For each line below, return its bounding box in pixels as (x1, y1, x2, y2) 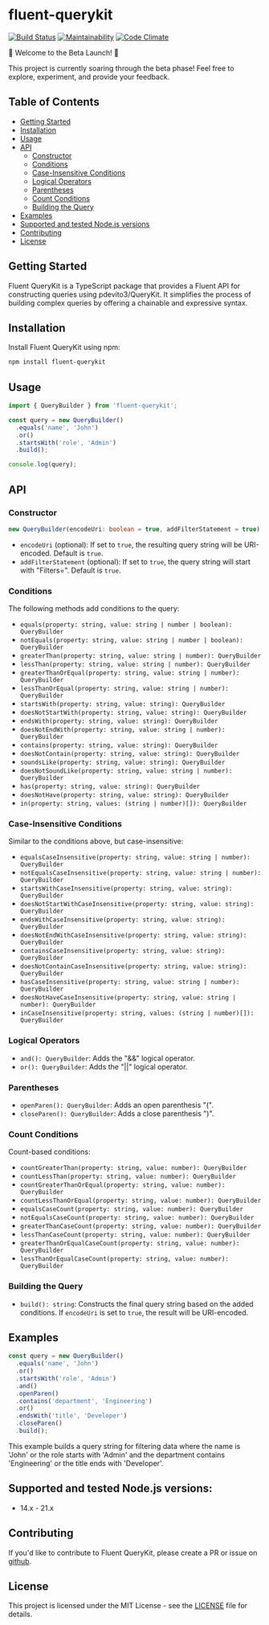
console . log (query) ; (8, 461, 78, 469)
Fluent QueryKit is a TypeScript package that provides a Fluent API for (8, 281, 241, 290)
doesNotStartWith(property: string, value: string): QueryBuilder (19, 709, 247, 717)
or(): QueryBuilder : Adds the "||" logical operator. (19, 1061, 188, 1071)
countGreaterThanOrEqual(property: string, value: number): (19, 1181, 226, 1189)
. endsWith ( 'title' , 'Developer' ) (15, 1412, 128, 1420)
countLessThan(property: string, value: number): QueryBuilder (19, 1172, 237, 1181)
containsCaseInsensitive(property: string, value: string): (19, 947, 226, 955)
